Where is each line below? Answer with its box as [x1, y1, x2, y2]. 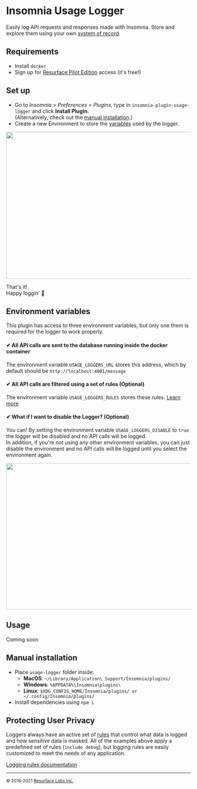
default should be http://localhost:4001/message [6, 367, 126, 374]
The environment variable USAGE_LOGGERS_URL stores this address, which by [6, 361, 186, 368]
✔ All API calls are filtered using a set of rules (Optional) [6, 380, 145, 388]
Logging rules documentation [6, 761, 77, 768]
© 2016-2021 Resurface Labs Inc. [6, 778, 74, 784]
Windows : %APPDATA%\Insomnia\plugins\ [23, 681, 121, 688]
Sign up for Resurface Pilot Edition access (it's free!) [14, 69, 141, 76]
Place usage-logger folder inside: [14, 668, 94, 676]
